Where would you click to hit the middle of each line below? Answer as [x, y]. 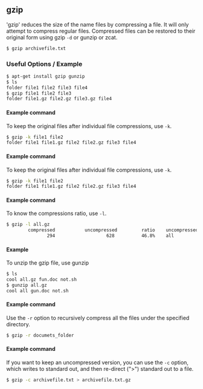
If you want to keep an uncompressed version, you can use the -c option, [98, 362]
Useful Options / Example [44, 64]
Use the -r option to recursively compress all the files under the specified [98, 318]
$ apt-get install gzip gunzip [46, 76]
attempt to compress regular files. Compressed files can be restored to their [101, 31]
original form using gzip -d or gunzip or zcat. [62, 37]
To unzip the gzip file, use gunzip [48, 263]
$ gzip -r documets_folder [40, 335]
